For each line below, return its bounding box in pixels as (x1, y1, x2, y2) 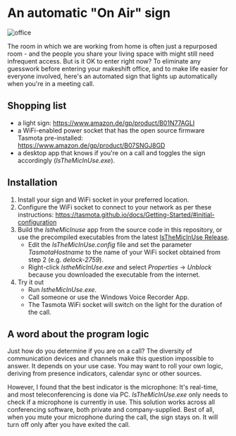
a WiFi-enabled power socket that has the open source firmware (17, 126, 205, 135)
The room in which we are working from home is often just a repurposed (7, 42, 218, 50)
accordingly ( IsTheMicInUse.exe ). (17, 156, 116, 164)
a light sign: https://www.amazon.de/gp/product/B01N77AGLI (17, 119, 195, 127)
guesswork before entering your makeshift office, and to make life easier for (7, 64, 228, 73)
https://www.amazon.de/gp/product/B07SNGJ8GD (17, 141, 166, 150)
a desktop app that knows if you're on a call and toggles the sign (17, 148, 206, 157)
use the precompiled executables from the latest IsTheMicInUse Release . (17, 233, 230, 241)
